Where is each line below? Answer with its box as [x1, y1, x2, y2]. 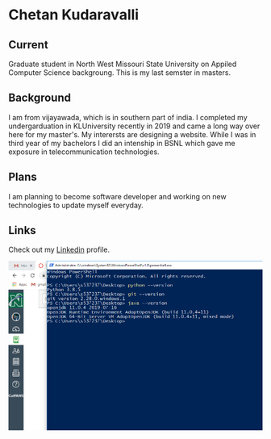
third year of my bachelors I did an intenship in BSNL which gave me [8, 138, 236, 148]
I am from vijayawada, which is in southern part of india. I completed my [8, 112, 248, 122]
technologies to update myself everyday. [8, 200, 144, 210]
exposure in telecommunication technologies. [8, 147, 160, 157]
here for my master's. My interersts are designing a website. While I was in [8, 129, 256, 139]
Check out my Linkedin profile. [8, 245, 110, 255]
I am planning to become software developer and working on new [8, 191, 227, 201]
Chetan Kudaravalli [8, 6, 140, 24]
